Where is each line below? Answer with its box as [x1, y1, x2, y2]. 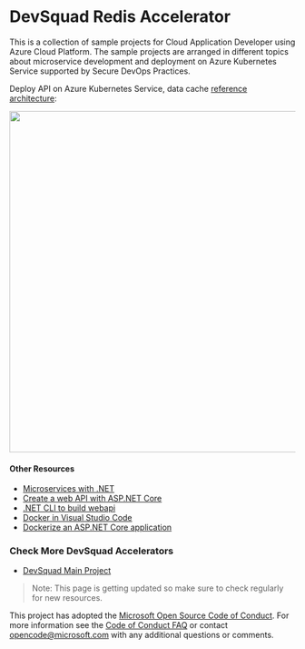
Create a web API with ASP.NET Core [22, 493, 162, 504]
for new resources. [31, 593, 103, 603]
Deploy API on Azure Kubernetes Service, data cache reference [9, 83, 248, 94]
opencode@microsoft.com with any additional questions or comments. [9, 630, 274, 641]
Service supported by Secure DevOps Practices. [9, 66, 191, 76]
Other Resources [9, 462, 75, 474]
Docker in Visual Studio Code [22, 512, 133, 523]
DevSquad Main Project [22, 565, 112, 576]
